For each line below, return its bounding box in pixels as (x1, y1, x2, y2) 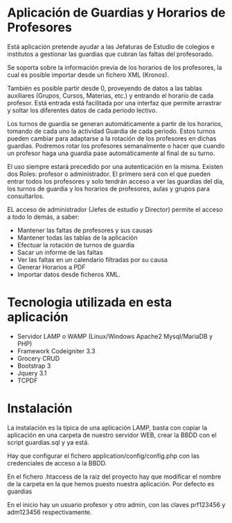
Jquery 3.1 (17, 369, 47, 377)
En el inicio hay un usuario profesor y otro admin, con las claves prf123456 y (7, 500, 226, 508)
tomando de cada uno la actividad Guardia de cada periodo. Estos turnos (7, 127, 216, 135)
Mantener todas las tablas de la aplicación (17, 233, 138, 242)
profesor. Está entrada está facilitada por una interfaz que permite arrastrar (7, 98, 222, 107)
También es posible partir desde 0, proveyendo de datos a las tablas (7, 84, 202, 92)
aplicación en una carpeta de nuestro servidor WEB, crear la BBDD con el (7, 431, 217, 439)
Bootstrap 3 (17, 362, 51, 370)
